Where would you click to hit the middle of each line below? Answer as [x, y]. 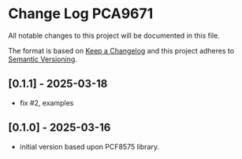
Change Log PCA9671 [81, 14]
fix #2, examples [47, 102]
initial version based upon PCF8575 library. [89, 146]
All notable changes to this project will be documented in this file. [114, 35]
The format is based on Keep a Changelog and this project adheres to [121, 50]
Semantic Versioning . [43, 59]
